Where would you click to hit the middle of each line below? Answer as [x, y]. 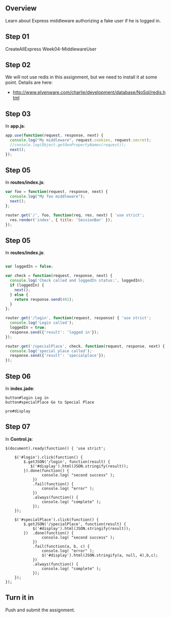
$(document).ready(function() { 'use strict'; [55, 448]
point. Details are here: [29, 82]
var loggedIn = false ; [29, 267]
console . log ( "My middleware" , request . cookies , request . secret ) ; [81, 140]
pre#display [18, 411]
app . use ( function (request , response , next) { [54, 135]
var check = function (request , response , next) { [59, 276]
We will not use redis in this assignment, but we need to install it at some [81, 77]
